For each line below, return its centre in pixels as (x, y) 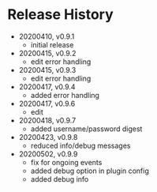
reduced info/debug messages (80, 145)
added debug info (60, 179)
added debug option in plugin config (90, 171)
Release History (60, 15)
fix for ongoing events (66, 162)
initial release (52, 44)
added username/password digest (86, 129)
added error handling (65, 95)
